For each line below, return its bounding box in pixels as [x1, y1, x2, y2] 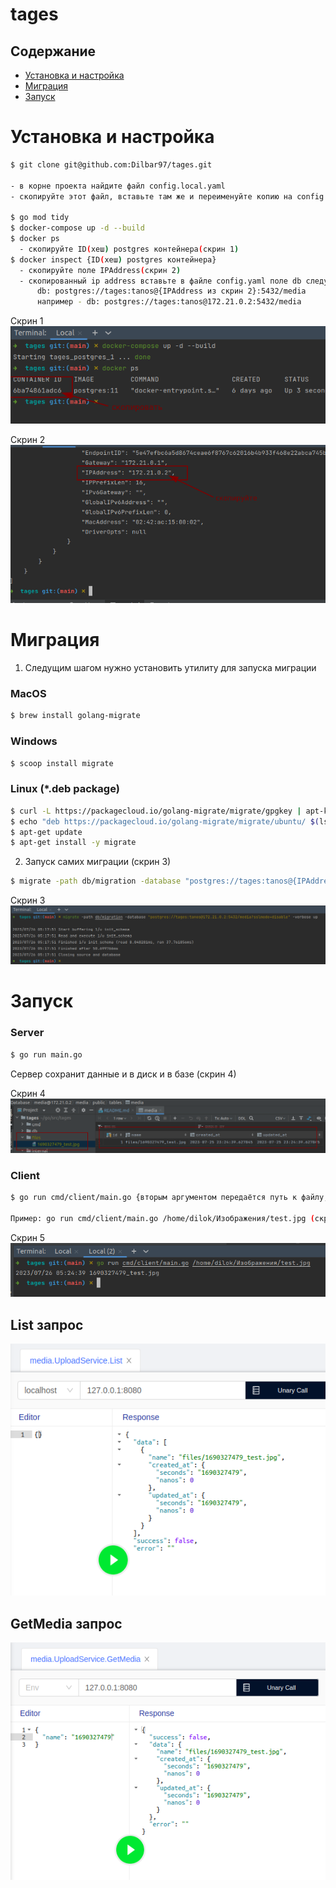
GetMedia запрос [10, 1615, 123, 1632]
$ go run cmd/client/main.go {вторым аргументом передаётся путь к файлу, [10, 1192, 329, 1202]
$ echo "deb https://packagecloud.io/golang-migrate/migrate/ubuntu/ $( [10, 816, 320, 827]
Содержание [10, 43, 97, 60]
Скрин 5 [10, 1231, 46, 1243]
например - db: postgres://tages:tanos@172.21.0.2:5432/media [36, 297, 302, 307]
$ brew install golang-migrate [10, 711, 141, 721]
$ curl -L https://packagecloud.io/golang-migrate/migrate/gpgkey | [10, 806, 302, 816]
